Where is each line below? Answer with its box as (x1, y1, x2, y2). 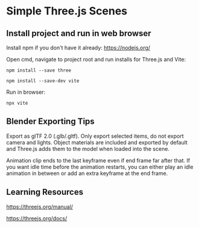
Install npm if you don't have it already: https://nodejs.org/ (6, 44, 151, 51)
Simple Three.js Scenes (6, 4, 128, 18)
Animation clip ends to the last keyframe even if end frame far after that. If (6, 156, 191, 164)
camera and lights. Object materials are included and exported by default (6, 138, 188, 146)
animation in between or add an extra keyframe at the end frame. (6, 170, 168, 177)
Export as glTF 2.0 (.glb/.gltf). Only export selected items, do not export (6, 132, 184, 140)
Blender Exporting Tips (6, 116, 95, 127)
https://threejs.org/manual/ (6, 203, 74, 210)
